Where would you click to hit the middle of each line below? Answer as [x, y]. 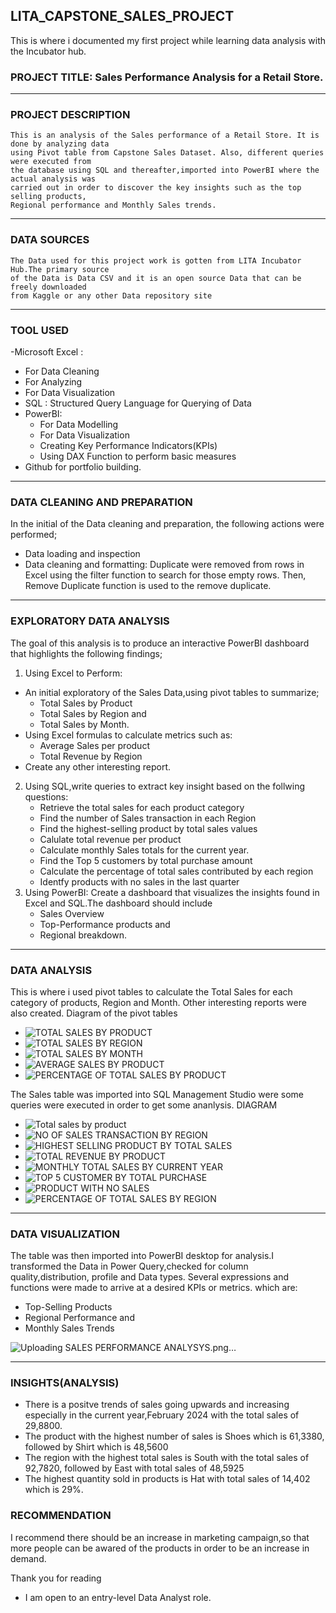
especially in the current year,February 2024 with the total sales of [162, 1415]
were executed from [51, 162]
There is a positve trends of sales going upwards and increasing [157, 1405]
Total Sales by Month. [84, 724]
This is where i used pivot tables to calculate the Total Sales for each [151, 991]
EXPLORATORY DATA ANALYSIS [90, 621]
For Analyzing [53, 382]
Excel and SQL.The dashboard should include [118, 903]
